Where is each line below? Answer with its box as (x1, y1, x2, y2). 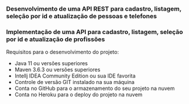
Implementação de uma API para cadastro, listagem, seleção (6, 28, 184, 36)
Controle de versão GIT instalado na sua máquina (14, 79, 135, 86)
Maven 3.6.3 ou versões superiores (14, 66, 101, 73)
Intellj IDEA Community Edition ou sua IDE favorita (14, 72, 136, 79)
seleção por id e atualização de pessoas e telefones (6, 12, 157, 20)
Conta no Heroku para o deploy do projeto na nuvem (14, 91, 143, 98)
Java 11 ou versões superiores (14, 60, 88, 67)
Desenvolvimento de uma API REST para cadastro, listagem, (6, 5, 181, 13)
